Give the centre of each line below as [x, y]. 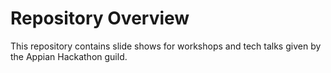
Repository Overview [100, 18]
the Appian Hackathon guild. [69, 56]
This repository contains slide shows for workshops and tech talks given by [166, 46]
